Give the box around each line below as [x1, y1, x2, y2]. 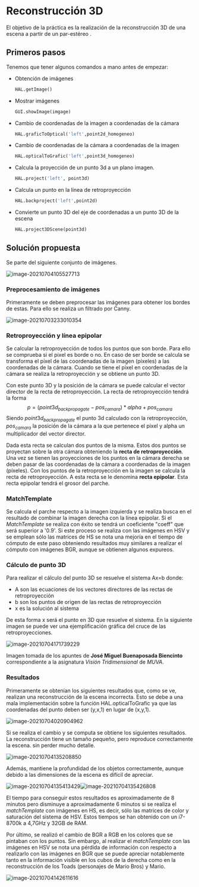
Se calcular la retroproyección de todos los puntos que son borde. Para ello [6, 345, 191, 352]
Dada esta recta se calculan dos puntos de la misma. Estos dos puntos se [6, 441, 187, 449]
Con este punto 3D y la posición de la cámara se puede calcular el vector [6, 382, 185, 389]
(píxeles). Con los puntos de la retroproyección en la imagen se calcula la [6, 466, 185, 474]
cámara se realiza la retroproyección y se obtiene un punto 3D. [6, 371, 160, 378]
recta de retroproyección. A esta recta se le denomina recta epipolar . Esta [6, 473, 188, 480]
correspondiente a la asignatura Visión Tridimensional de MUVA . [6, 658, 165, 665]
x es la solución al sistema [14, 605, 79, 612]
